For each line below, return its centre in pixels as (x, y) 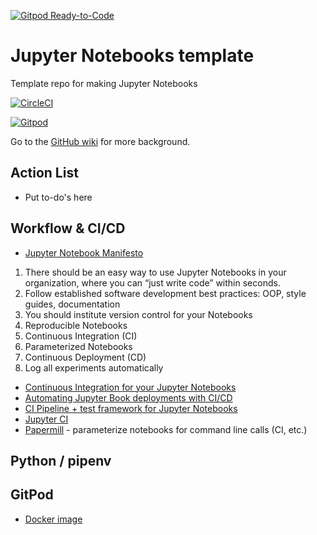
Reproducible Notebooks (76, 325)
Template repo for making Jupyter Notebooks (104, 83)
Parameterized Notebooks (78, 346)
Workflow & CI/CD (68, 228)
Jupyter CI (46, 419)
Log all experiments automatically (94, 367)
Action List (44, 173)
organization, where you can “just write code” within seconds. (152, 282)
